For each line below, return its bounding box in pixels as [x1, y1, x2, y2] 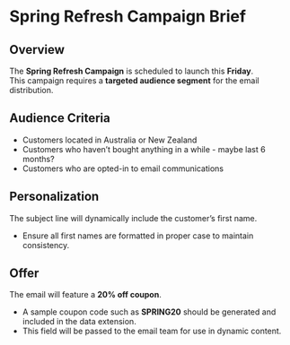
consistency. [22, 239, 70, 250]
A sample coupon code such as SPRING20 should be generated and [22, 306, 277, 317]
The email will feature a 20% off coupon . [9, 289, 162, 300]
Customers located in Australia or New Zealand [22, 134, 198, 145]
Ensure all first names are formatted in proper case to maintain [22, 230, 254, 241]
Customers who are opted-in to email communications [22, 163, 224, 174]
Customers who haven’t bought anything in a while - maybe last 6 [22, 143, 267, 154]
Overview [9, 42, 66, 57]
